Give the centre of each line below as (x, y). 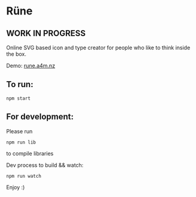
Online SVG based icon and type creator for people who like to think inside (98, 47)
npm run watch (24, 176)
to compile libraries (30, 153)
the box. (16, 54)
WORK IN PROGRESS (46, 33)
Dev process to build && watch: (45, 165)
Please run (19, 131)
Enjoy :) (16, 187)
